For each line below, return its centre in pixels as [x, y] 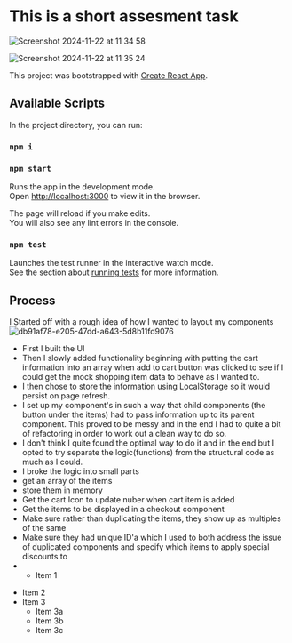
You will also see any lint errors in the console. [94, 222]
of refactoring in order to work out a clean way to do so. [124, 434]
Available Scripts [57, 104]
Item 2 [34, 592]
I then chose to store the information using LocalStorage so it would [146, 386]
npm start [30, 168]
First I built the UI [53, 349]
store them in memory [63, 490]
